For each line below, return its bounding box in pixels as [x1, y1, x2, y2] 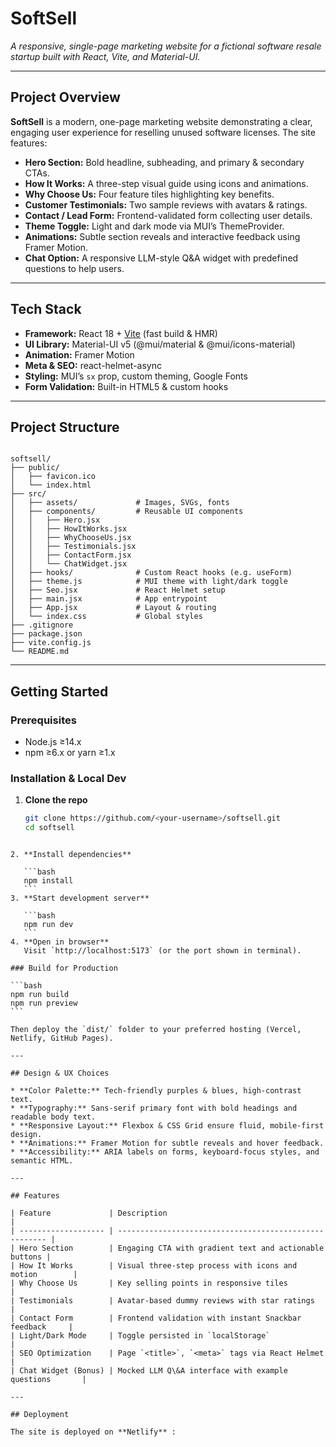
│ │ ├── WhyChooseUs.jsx [10, 533, 132, 543]
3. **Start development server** [10, 893, 150, 904]
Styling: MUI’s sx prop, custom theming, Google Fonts [24, 370, 248, 382]
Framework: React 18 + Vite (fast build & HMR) [24, 327, 218, 339]
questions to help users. [24, 262, 125, 274]
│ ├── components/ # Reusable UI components [10, 507, 244, 517]
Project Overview [10, 89, 121, 106]
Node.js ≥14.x [24, 736, 82, 748]
